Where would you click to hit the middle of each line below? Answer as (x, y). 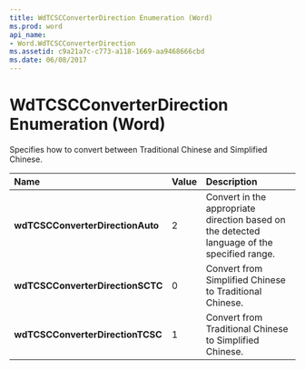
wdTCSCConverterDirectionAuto (87, 225)
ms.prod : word (36, 26)
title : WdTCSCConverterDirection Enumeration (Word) (111, 18)
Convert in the (236, 196)
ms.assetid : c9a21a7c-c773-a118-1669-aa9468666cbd (107, 52)
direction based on (246, 219)
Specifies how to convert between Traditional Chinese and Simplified (138, 149)
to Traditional (234, 291)
